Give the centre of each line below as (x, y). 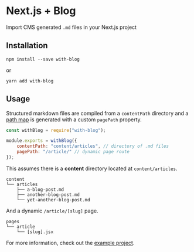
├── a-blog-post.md (40, 190)
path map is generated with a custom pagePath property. (74, 120)
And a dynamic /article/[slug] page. (52, 211)
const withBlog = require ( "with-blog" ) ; (56, 130)
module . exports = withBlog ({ (42, 141)
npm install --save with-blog (43, 59)
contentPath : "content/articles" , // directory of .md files (93, 146)
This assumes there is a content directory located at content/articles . (92, 168)
